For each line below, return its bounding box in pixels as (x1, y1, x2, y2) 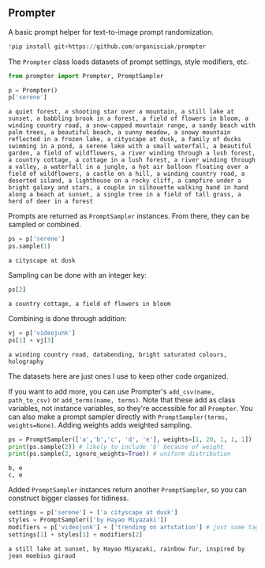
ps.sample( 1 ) (8, 242, 51, 251)
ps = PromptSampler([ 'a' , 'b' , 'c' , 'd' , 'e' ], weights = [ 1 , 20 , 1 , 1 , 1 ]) (8, 435, 252, 443)
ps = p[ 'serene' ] (8, 235, 65, 243)
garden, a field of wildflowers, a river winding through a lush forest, (8, 149, 256, 157)
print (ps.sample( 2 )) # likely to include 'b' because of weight (8, 443, 224, 450)
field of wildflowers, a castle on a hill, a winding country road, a (8, 170, 245, 178)
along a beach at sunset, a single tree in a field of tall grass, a (8, 191, 242, 199)
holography (8, 357, 44, 365)
